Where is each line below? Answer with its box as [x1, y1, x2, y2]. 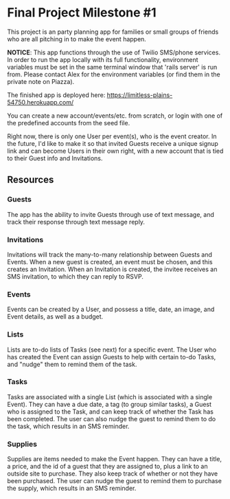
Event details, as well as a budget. [7, 312, 104, 321]
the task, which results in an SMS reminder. [7, 422, 130, 430]
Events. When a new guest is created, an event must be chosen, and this [7, 257, 213, 266]
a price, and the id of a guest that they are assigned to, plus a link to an [7, 463, 208, 471]
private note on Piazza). [7, 77, 75, 85]
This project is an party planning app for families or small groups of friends [7, 28, 219, 36]
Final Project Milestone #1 [7, 5, 157, 21]
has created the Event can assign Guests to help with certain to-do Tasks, [7, 352, 216, 361]
